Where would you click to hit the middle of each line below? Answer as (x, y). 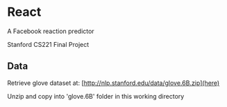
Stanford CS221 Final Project (48, 44)
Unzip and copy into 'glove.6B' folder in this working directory (96, 96)
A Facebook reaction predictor (51, 31)
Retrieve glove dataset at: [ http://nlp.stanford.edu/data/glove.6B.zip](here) (113, 83)
